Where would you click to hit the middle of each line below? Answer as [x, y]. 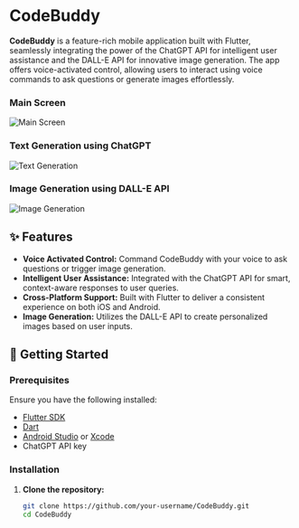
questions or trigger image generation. [94, 269]
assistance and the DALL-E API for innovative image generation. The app [145, 60]
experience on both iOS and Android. [91, 306]
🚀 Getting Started [59, 355]
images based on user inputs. [78, 325]
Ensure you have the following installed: [84, 400]
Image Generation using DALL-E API [89, 189]
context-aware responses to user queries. [100, 288]
